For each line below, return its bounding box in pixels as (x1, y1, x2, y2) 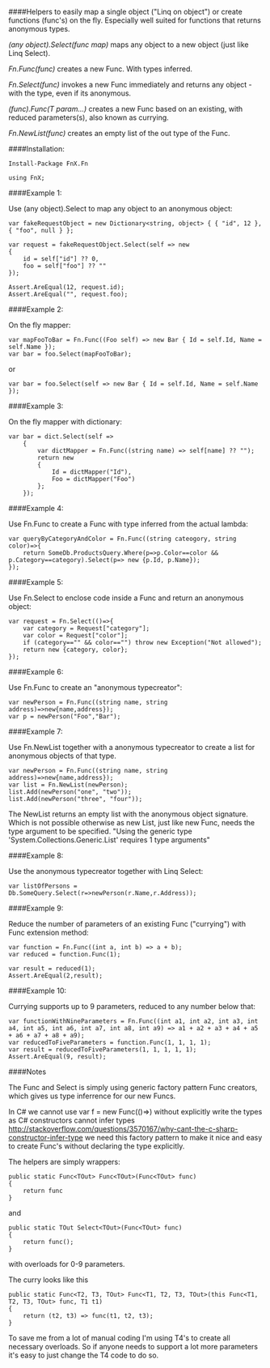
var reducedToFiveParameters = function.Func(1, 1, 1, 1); (8, 1038, 212, 1046)
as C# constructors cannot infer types (8, 1115, 135, 1125)
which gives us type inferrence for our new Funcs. (8, 1091, 176, 1101)
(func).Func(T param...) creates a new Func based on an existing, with (8, 104, 243, 113)
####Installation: (8, 144, 65, 153)
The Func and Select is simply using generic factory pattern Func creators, (8, 1083, 258, 1092)
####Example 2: (8, 305, 64, 314)
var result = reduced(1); (8, 965, 95, 973)
